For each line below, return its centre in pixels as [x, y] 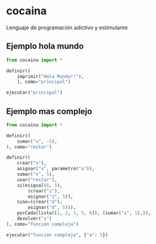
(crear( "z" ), [44, 191]
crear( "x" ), [32, 163]
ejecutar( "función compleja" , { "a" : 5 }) [57, 235]
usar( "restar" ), [37, 180]
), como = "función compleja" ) [42, 224]
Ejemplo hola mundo [45, 46]
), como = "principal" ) [44, 82]
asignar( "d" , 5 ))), [52, 208]
